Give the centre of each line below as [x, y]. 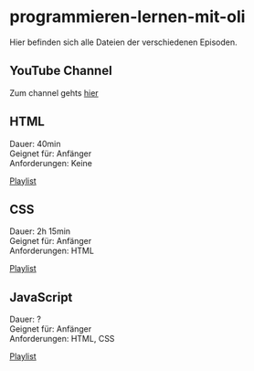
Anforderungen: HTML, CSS [62, 339]
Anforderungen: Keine [51, 163]
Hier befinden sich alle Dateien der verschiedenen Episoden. [123, 42]
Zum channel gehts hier [54, 92]
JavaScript [41, 297]
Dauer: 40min [35, 143]
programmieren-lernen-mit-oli [127, 17]
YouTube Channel [61, 71]
